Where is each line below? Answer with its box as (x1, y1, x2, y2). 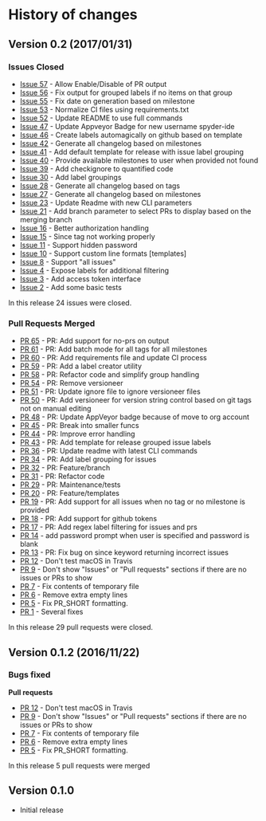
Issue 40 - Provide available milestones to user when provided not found (19, 155, 259, 165)
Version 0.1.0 (8, 784, 75, 798)
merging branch (19, 214, 73, 224)
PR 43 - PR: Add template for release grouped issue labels (19, 438, 212, 447)
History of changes (8, 6, 138, 24)
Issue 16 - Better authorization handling (19, 223, 150, 233)
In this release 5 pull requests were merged (8, 760, 151, 770)
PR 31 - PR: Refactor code (19, 472, 105, 481)
